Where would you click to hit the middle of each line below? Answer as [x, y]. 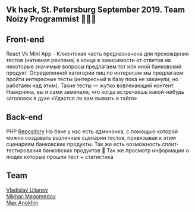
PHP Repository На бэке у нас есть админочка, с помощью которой [92, 131]
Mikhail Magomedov [31, 196]
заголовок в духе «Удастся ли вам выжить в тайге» [72, 99]
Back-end [25, 117]
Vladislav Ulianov [27, 190]
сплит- [171, 144]
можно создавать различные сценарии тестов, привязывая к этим [91, 138]
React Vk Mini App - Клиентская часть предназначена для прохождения [97, 54]
